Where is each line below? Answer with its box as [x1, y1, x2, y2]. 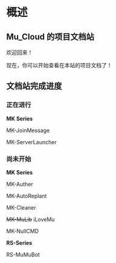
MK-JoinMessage [6, 127, 50, 134]
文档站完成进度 [6, 81, 62, 92]
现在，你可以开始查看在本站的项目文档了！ [6, 62, 112, 68]
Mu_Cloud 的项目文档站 [6, 32, 95, 42]
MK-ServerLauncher [6, 138, 57, 145]
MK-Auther [6, 180, 33, 188]
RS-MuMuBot [6, 251, 40, 258]
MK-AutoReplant [6, 192, 47, 199]
